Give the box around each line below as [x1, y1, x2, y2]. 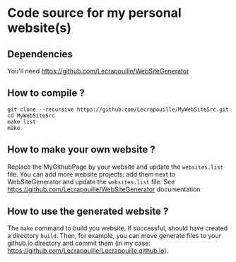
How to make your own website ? [7, 143, 155, 156]
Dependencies [7, 48, 73, 60]
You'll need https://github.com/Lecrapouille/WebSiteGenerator [7, 67, 189, 75]
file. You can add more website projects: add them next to [7, 169, 176, 178]
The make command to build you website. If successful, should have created [7, 224, 228, 232]
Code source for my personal [7, 5, 182, 21]
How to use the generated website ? [7, 206, 169, 218]
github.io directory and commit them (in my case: [7, 239, 151, 248]
